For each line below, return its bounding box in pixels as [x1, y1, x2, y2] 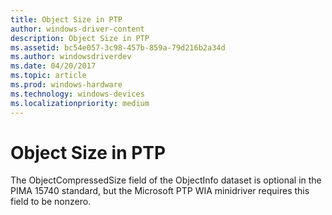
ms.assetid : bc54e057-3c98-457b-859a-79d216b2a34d [10, 42, 226, 53]
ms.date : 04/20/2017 [10, 61, 97, 71]
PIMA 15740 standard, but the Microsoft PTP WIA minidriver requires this [10, 185, 310, 197]
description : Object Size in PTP [10, 33, 150, 43]
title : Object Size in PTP [10, 14, 123, 25]
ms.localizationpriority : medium [10, 98, 150, 108]
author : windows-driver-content [10, 24, 145, 34]
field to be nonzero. [10, 196, 92, 208]
